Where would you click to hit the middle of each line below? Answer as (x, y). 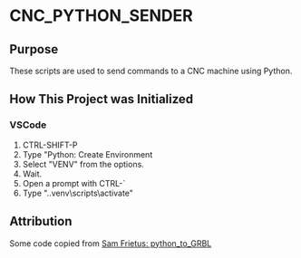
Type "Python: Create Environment (87, 154)
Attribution (41, 221)
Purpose (34, 49)
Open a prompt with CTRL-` (74, 183)
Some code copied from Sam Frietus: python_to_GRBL (111, 243)
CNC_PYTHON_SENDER (101, 16)
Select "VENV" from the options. (83, 164)
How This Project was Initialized (102, 99)
